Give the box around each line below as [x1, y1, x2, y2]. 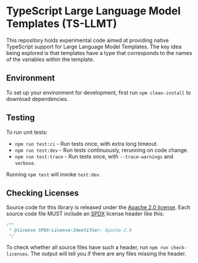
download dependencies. [6, 95, 69, 102]
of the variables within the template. [6, 56, 94, 63]
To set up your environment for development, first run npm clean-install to [6, 88, 191, 96]
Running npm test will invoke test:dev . [6, 170, 101, 178]
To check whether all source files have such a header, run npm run [6, 244, 169, 250]
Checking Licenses [6, 188, 79, 198]
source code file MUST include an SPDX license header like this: [6, 210, 165, 218]
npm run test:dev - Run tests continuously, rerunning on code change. [14, 146, 189, 154]
